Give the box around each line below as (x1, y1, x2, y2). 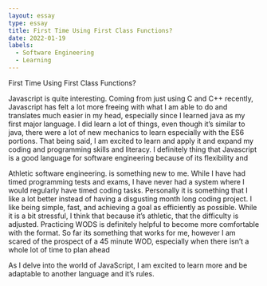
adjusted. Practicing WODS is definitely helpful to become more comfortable (8, 219, 260, 228)
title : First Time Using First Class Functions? (8, 26, 173, 34)
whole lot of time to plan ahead (8, 244, 110, 254)
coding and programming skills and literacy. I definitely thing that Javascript (8, 145, 257, 154)
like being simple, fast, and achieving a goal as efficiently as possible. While (8, 202, 257, 212)
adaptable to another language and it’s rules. (8, 268, 155, 278)
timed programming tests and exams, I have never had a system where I (8, 177, 245, 186)
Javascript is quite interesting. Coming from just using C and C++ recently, (8, 93, 253, 103)
